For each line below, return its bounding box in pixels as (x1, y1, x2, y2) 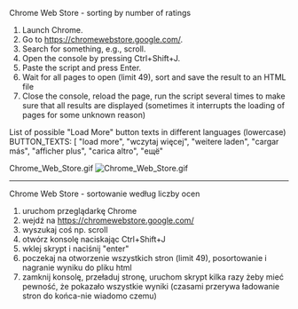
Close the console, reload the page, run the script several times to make (21, 91, 286, 101)
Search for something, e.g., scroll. (21, 44, 146, 54)
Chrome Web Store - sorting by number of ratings (9, 8, 192, 18)
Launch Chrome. (21, 25, 83, 35)
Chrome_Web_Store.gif (9, 163, 94, 173)
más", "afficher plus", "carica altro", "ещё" (9, 146, 164, 156)
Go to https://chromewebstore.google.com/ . (21, 35, 184, 44)
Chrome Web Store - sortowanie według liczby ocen (9, 188, 200, 199)
